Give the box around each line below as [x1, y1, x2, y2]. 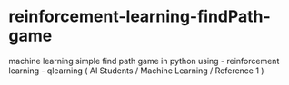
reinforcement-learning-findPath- [8, 6, 272, 27]
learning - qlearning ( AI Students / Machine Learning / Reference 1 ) [8, 65, 264, 76]
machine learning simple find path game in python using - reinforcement [8, 55, 280, 66]
